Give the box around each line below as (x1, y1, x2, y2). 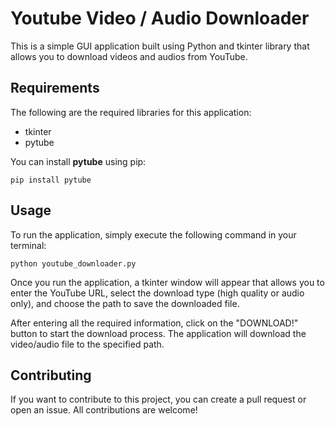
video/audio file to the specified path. (10, 338, 165, 350)
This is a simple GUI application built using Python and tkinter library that (10, 40, 310, 52)
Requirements (10, 80, 100, 97)
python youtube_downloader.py (10, 258, 137, 269)
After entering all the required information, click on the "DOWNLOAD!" (10, 317, 299, 329)
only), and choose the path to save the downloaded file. (10, 297, 240, 309)
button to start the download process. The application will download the (10, 327, 307, 339)
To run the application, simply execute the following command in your (10, 228, 297, 241)
